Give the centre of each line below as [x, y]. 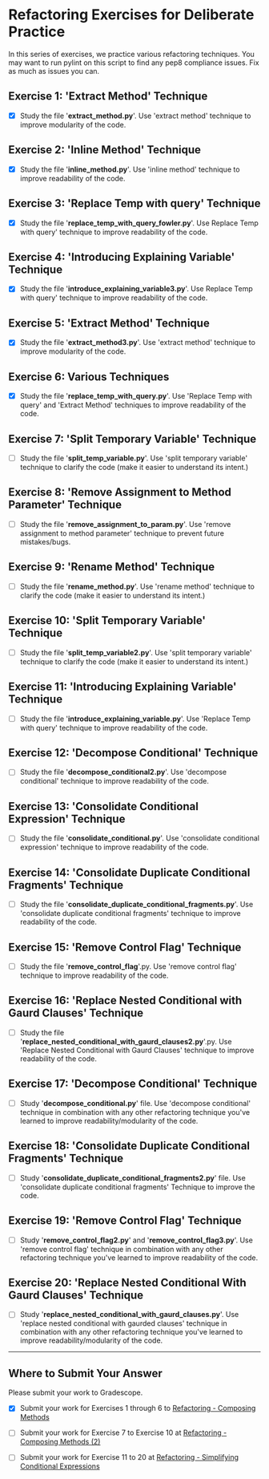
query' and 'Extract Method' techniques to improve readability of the [133, 405]
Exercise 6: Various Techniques [89, 377]
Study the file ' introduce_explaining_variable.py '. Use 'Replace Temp [135, 719]
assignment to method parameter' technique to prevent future [122, 533]
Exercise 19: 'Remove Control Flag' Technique [125, 1221]
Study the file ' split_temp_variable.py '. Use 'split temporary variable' [134, 458]
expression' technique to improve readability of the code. [114, 847]
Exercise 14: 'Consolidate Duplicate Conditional [129, 872]
